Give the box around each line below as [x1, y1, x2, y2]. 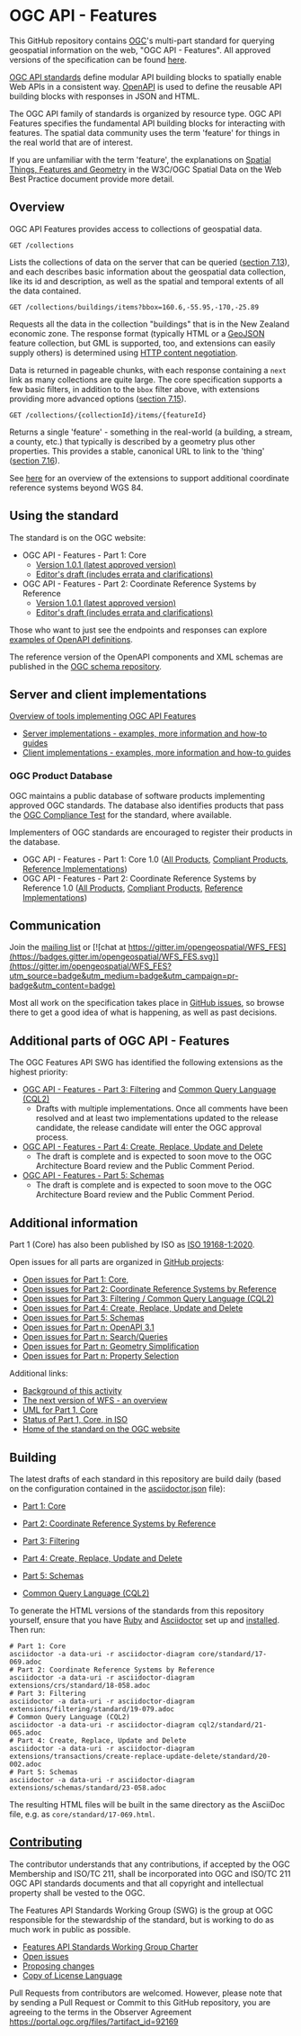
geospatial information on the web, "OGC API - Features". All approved [9, 44, 271, 55]
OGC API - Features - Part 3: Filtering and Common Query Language [22, 1084, 277, 1095]
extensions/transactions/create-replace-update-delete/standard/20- [9, 1752, 271, 1761]
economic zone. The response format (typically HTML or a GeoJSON [9, 327, 265, 338]
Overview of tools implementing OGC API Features [9, 711, 197, 722]
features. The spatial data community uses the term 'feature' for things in [9, 127, 280, 138]
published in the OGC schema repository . [9, 660, 162, 671]
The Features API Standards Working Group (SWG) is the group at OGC [9, 1905, 274, 1915]
